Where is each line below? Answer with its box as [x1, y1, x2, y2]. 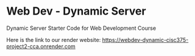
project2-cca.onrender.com [6, 43, 76, 50]
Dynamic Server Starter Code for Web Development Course [6, 24, 157, 32]
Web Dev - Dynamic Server [6, 4, 146, 18]
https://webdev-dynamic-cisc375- [102, 36, 189, 43]
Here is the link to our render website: [6, 36, 101, 43]
